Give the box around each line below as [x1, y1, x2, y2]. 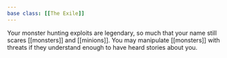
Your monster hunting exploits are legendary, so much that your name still [7, 29, 217, 37]
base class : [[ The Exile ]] [7, 10, 85, 17]
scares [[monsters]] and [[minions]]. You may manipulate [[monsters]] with [7, 35, 221, 44]
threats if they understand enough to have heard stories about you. [7, 43, 198, 51]
